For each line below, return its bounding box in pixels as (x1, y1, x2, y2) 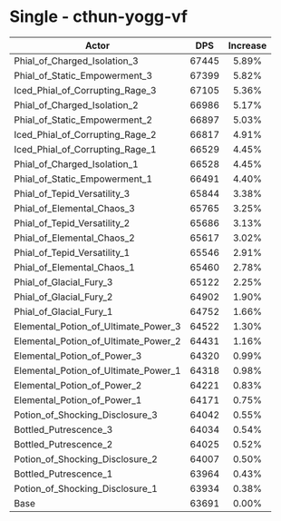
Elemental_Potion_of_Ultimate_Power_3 (14, 319, 181, 332)
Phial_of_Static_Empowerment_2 (14, 113, 152, 126)
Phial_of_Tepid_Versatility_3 (14, 187, 131, 200)
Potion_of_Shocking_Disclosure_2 (14, 452, 159, 465)
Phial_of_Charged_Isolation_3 (14, 54, 139, 67)
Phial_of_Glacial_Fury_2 (14, 290, 113, 303)
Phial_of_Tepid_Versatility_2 (14, 216, 131, 229)
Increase (228, 39, 267, 52)
